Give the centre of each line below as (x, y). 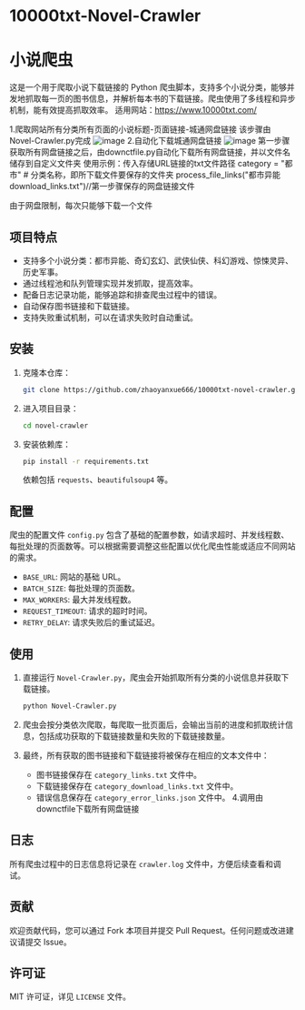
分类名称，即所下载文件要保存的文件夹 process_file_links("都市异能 (156, 175)
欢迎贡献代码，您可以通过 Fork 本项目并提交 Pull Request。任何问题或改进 (148, 930)
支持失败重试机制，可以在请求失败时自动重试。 (110, 317)
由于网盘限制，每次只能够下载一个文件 (81, 206)
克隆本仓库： (46, 372)
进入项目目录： (50, 408)
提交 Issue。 (48, 942)
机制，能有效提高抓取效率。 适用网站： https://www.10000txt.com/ (133, 110)
